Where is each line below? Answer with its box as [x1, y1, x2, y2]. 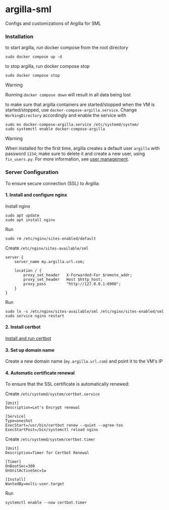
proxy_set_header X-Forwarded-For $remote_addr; [23, 272, 133, 277]
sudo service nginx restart [5, 313, 65, 318]
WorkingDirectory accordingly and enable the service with [5, 113, 126, 119]
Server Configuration [5, 169, 59, 176]
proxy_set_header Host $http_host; [23, 277, 103, 282]
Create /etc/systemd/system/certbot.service [5, 391, 100, 397]
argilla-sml [5, 4, 52, 15]
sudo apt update [5, 213, 39, 218]
